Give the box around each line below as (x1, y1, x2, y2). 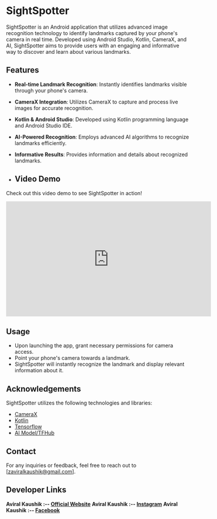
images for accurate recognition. (14, 104, 94, 112)
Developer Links (6, 485, 67, 495)
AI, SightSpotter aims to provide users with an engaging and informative (6, 42, 180, 49)
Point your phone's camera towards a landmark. (14, 355, 130, 362)
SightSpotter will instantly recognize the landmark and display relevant (14, 361, 185, 368)
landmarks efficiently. (14, 139, 67, 147)
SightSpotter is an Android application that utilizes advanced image (6, 23, 168, 30)
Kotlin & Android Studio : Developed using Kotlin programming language (14, 116, 189, 123)
